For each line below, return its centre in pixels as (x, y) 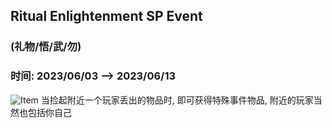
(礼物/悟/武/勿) (46, 47)
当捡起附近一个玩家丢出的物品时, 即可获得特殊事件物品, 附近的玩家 (177, 100)
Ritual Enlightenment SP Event (106, 16)
